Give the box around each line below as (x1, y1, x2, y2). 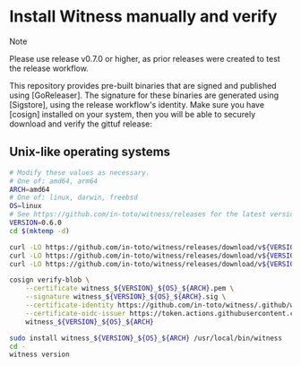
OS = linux (9, 202, 42, 211)
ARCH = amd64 (9, 185, 50, 194)
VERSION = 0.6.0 (9, 218, 63, 227)
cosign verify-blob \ (9, 275, 90, 284)
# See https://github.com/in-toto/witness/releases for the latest (9, 210, 267, 219)
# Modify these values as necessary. (9, 168, 150, 177)
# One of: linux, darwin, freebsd (9, 193, 139, 203)
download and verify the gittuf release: (9, 118, 152, 129)
